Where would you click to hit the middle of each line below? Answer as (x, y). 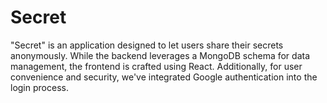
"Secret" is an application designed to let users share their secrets (147, 45)
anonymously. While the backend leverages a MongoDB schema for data (160, 55)
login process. (39, 87)
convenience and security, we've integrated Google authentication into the (164, 77)
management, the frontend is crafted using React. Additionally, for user (156, 66)
